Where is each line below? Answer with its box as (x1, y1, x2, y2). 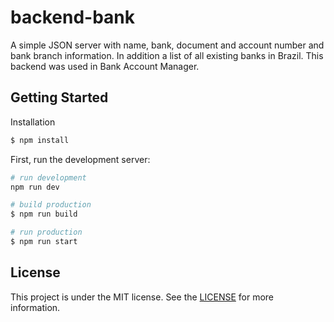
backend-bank (10, 6, 135, 29)
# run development (10, 172, 87, 183)
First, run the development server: (10, 153, 151, 165)
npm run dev (10, 182, 60, 192)
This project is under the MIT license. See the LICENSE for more (10, 291, 275, 303)
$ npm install (10, 135, 70, 145)
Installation (10, 116, 56, 128)
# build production (10, 200, 92, 210)
